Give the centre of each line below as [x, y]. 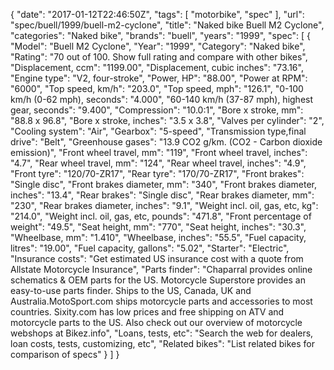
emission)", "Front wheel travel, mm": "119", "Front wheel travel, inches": [159, 152]
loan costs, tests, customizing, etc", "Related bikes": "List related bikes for [163, 343]
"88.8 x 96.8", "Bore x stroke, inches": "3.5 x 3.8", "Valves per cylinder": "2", [167, 120]
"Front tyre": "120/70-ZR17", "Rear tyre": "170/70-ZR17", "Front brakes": [157, 173]
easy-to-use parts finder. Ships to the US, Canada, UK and [131, 290]
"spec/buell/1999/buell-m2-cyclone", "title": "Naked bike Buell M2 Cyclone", [167, 25]
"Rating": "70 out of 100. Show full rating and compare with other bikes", [159, 57]
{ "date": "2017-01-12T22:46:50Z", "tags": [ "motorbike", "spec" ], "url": [157, 14]
